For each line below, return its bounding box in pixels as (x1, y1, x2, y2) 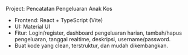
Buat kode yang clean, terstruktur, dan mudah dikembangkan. (14, 42, 169, 49)
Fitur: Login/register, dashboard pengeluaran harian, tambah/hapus (14, 29, 183, 36)
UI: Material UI (14, 23, 51, 30)
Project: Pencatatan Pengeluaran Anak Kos (5, 5, 112, 12)
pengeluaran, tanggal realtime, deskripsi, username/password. (14, 36, 171, 42)
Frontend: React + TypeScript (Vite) (14, 17, 103, 23)
